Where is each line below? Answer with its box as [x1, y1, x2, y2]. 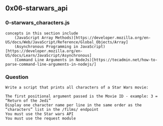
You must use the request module [5, 116, 76, 121]
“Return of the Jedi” [5, 98, 51, 103]
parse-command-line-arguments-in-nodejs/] [5, 62, 96, 67]
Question [5, 73, 29, 80]
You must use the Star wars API [5, 111, 74, 116]
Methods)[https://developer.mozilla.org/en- [55, 35, 151, 40]
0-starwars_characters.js [5, 19, 70, 26]
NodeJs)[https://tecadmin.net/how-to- [75, 57, 158, 62]
